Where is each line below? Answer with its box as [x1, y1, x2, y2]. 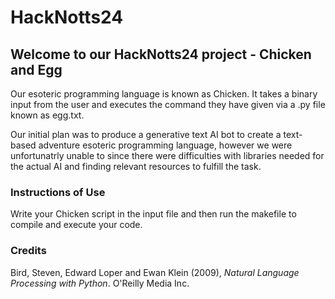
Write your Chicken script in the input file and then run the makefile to [10, 208, 297, 220]
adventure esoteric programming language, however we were [38, 139, 293, 151]
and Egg [10, 61, 63, 78]
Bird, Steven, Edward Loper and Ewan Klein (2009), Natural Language [10, 266, 300, 278]
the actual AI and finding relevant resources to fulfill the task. [10, 161, 262, 172]
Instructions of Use [10, 185, 106, 199]
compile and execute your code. [10, 219, 143, 231]
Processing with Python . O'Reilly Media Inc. [10, 277, 190, 289]
